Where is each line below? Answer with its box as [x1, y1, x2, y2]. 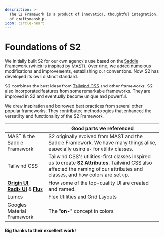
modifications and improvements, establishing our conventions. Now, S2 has [5, 68, 159, 74]
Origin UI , [7, 179, 30, 186]
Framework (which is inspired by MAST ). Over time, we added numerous [5, 63, 151, 69]
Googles [7, 201, 27, 208]
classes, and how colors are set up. [48, 172, 129, 178]
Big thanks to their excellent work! [5, 227, 76, 233]
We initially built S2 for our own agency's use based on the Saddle [5, 58, 139, 64]
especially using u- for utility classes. [48, 145, 133, 152]
